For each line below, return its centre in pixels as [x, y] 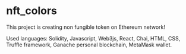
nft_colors [32, 11]
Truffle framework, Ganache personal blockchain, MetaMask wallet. [89, 45]
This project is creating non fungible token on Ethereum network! [86, 27]
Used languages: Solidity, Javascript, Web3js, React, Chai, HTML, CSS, [93, 38]
